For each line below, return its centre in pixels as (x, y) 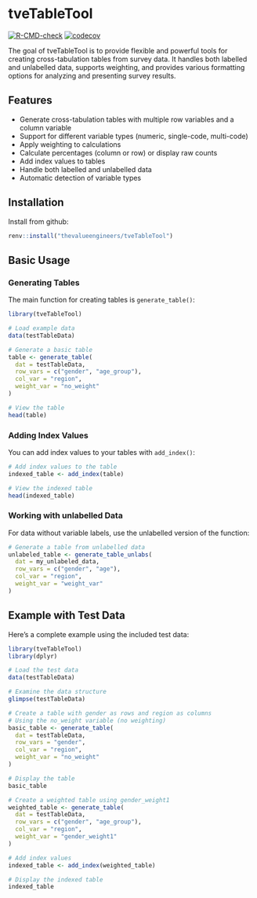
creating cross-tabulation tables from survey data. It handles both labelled (128, 59)
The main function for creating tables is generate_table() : (102, 300)
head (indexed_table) (42, 496)
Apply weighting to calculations (70, 144)
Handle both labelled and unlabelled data (86, 169)
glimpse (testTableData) (47, 699)
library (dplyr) (33, 656)
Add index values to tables (62, 161)
